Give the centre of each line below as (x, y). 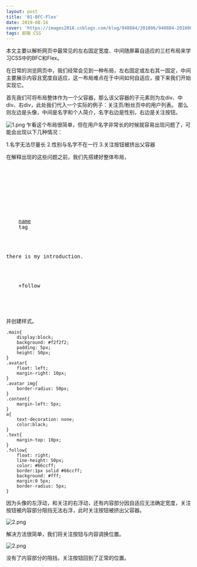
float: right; (34, 456)
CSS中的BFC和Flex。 (37, 58)
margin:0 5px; (34, 481)
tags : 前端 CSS (24, 33)
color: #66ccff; (37, 466)
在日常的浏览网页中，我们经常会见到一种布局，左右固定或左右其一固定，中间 (98, 70)
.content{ (18, 399)
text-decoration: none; (46, 420)
